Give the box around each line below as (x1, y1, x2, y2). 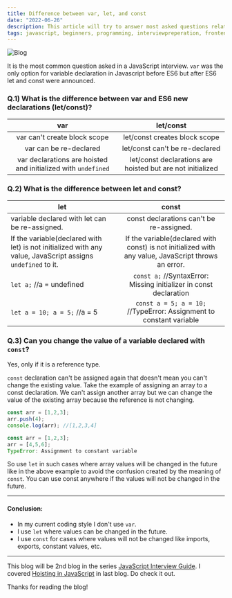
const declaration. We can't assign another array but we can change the (7, 389, 213, 397)
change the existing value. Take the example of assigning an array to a (7, 381, 208, 389)
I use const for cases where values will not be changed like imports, (17, 534, 211, 543)
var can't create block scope (16, 132, 109, 142)
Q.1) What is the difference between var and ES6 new (7, 94, 188, 104)
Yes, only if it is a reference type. (7, 360, 101, 369)
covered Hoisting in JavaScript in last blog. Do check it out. (7, 569, 176, 577)
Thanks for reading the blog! (7, 583, 88, 591)
